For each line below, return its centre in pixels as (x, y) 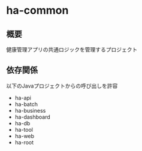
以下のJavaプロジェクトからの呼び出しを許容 (62, 86)
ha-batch (26, 104)
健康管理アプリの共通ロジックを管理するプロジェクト (72, 49)
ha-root (24, 142)
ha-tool (24, 129)
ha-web (25, 136)
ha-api (23, 98)
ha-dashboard (33, 117)
